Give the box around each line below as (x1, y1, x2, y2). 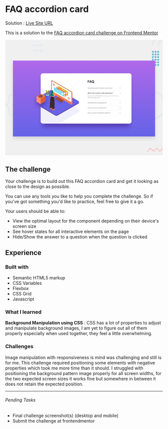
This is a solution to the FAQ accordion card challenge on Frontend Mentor (5, 29, 158, 35)
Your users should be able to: (5, 208, 66, 214)
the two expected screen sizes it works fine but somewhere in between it (5, 375, 156, 381)
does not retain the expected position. (5, 381, 83, 387)
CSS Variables (12, 280, 42, 286)
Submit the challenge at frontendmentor (12, 417, 95, 423)
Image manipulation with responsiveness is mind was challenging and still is (5, 354, 161, 360)
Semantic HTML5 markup (12, 275, 65, 281)
